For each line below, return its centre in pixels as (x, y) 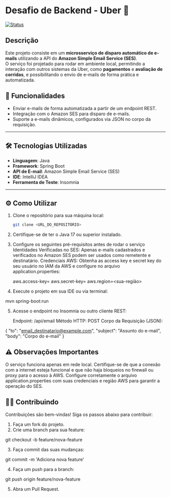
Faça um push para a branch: (44, 469)
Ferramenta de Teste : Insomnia (46, 182)
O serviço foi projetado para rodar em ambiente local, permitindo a (75, 64)
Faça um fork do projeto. (38, 424)
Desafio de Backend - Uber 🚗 (67, 10)
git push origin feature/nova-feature (43, 479)
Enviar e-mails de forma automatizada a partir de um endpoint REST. (84, 108)
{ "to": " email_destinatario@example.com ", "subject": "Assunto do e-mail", (83, 331)
